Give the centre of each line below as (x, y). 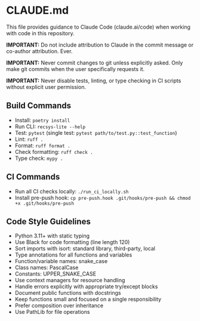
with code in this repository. (40, 33)
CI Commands (33, 177)
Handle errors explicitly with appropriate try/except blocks (86, 286)
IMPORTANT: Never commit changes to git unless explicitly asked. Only (95, 63)
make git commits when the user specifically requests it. (76, 69)
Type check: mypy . (39, 158)
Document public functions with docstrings (68, 293)
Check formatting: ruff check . (54, 152)
